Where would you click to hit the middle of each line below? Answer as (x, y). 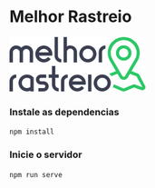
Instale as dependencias (64, 112)
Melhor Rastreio (71, 17)
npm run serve (36, 174)
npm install (32, 132)
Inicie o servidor (46, 154)
